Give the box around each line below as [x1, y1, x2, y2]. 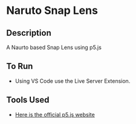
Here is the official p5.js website [15, 111, 95, 118]
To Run [6, 61, 33, 71]
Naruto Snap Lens [6, 4, 99, 18]
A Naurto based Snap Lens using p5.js [6, 44, 102, 51]
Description [6, 28, 51, 38]
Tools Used [6, 95, 50, 105]
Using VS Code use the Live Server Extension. [15, 77, 131, 85]
